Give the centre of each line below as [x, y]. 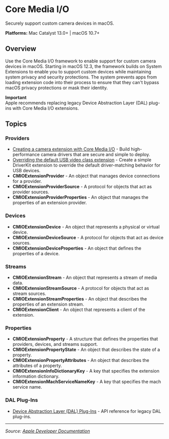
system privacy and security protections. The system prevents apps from [81, 77]
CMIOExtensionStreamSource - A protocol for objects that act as [81, 288]
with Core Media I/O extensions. [46, 108]
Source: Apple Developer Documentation [48, 431]
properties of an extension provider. [50, 203]
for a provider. [27, 181]
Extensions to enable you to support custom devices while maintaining [78, 71]
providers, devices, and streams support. [55, 344]
